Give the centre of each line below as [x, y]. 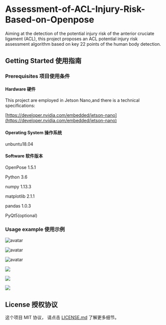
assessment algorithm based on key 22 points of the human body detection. [83, 44]
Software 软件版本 [24, 156]
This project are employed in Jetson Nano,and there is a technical [73, 100]
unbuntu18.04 [19, 144]
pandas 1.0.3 [18, 206]
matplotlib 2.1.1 [20, 196]
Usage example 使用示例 [35, 229]
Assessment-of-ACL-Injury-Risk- [75, 9]
